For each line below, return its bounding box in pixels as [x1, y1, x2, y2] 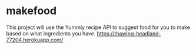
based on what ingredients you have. [6, 30, 96, 37]
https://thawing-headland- [97, 30, 161, 37]
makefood [6, 4, 57, 18]
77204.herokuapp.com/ [6, 36, 64, 43]
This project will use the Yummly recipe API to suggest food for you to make [6, 24, 190, 31]
